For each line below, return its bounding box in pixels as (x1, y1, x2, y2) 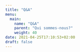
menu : (5, 12, 17, 17)
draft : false (5, 40, 33, 45)
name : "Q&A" (14, 21, 39, 26)
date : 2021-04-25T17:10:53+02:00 (5, 35, 75, 40)
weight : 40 (14, 30, 37, 35)
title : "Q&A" (5, 7, 33, 12)
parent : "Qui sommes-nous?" (14, 26, 73, 31)
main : (10, 16, 22, 21)
